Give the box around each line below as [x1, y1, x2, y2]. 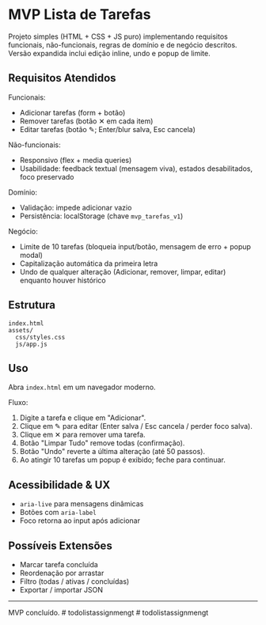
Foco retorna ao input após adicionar [19, 516, 141, 525]
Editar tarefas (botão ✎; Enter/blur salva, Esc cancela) [19, 124, 196, 134]
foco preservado [19, 172, 74, 181]
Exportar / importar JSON [19, 585, 104, 594]
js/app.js [15, 340, 47, 348]
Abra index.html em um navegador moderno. [8, 382, 156, 392]
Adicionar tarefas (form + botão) [19, 108, 126, 117]
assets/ [8, 326, 34, 334]
